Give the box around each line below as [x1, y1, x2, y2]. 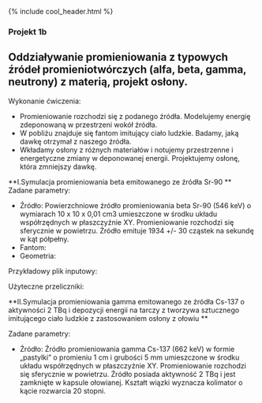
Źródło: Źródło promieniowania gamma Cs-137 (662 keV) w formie [19, 344, 235, 353]
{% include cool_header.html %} [8, 7, 114, 16]
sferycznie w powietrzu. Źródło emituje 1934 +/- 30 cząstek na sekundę [19, 226, 254, 235]
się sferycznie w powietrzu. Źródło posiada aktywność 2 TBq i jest [19, 369, 236, 379]
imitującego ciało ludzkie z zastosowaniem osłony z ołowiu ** [8, 313, 208, 323]
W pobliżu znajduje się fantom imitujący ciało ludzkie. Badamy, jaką [19, 128, 239, 137]
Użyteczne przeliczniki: [8, 282, 84, 291]
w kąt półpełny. [19, 234, 69, 244]
